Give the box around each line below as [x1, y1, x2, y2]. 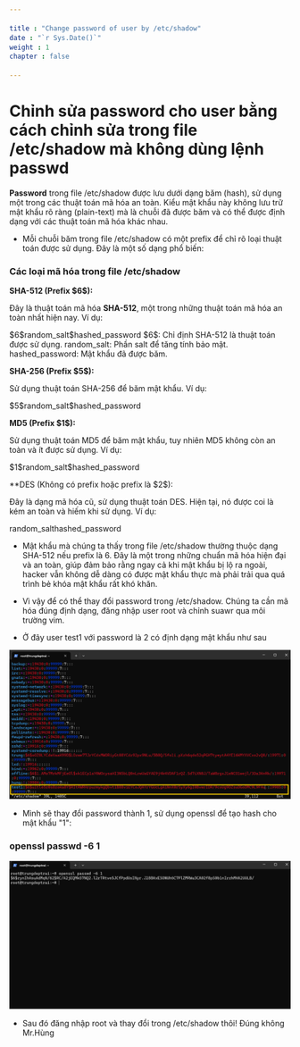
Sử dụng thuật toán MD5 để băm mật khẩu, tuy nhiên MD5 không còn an [9, 435, 276, 446]
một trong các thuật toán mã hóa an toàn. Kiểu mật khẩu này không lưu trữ [9, 197, 284, 207]
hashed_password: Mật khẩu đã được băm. [9, 348, 168, 359]
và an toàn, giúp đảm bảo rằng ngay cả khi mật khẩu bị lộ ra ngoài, [21, 559, 268, 571]
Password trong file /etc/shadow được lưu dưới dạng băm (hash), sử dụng [9, 188, 282, 198]
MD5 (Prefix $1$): [9, 418, 76, 429]
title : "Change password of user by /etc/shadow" [9, 23, 202, 33]
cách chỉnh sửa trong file [9, 121, 198, 140]
